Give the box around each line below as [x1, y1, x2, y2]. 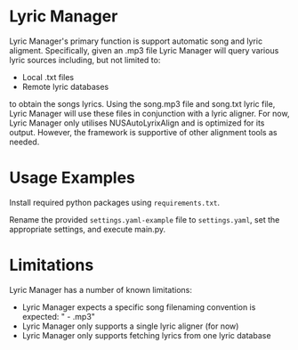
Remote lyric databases [21, 81, 109, 92]
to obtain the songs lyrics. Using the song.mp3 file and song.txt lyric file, [9, 98, 276, 109]
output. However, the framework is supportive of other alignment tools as [9, 126, 278, 137]
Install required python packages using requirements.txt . [9, 197, 221, 208]
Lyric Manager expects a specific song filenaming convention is [21, 301, 256, 313]
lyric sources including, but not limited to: [9, 54, 161, 65]
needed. [9, 136, 40, 147]
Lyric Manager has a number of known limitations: [9, 284, 193, 295]
